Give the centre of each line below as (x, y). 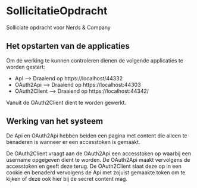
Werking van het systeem (55, 121)
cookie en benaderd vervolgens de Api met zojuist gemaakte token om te (96, 172)
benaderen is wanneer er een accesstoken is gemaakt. (74, 142)
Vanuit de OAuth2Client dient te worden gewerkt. (66, 102)
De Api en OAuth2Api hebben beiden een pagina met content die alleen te (97, 136)
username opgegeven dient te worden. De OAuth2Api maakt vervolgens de (98, 159)
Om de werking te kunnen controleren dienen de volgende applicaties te (95, 60)
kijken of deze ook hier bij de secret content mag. (67, 178)
